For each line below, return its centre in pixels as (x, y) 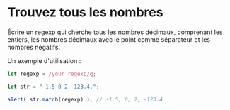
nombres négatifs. (34, 47)
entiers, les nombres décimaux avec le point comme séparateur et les (109, 39)
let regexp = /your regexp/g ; (52, 74)
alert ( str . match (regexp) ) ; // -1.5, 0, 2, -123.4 (85, 99)
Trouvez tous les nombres (85, 12)
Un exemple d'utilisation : (44, 60)
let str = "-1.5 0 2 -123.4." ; (53, 87)
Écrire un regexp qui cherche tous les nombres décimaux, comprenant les (115, 32)
